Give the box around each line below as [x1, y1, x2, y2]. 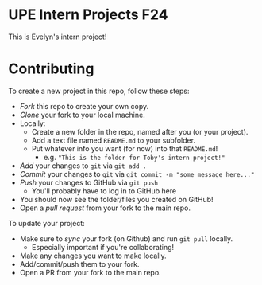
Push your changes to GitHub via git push [19, 178, 159, 187]
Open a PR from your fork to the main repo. [19, 267, 161, 277]
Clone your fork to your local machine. [19, 110, 145, 119]
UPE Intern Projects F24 [8, 6, 168, 24]
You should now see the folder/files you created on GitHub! [19, 194, 214, 204]
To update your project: [8, 218, 85, 228]
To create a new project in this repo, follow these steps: [8, 86, 190, 96]
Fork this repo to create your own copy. [19, 101, 149, 111]
